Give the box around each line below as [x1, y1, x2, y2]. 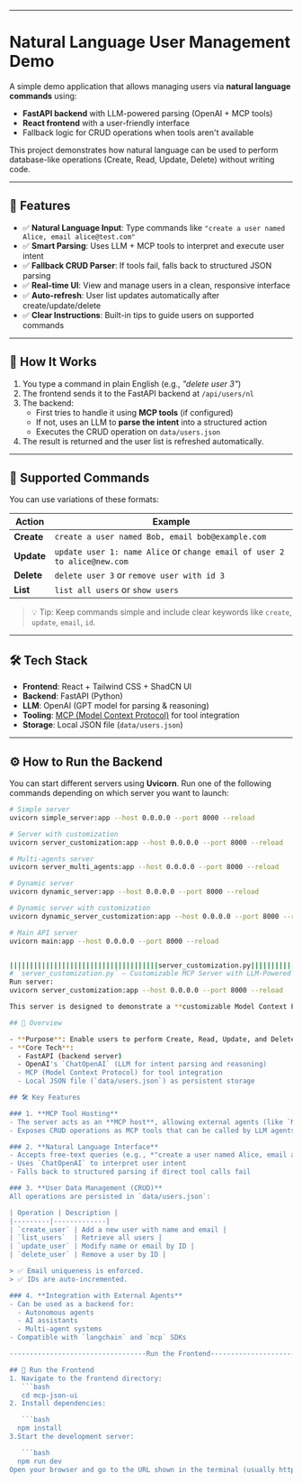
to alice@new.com [54, 556, 129, 567]
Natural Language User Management [9, 32, 290, 52]
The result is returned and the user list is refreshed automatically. [22, 435, 264, 446]
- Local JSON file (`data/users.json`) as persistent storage [17, 1076, 255, 1086]
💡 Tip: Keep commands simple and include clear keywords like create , [31, 607, 292, 618]
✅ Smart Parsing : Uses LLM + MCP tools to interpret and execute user [22, 240, 285, 251]
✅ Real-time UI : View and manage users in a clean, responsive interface [22, 279, 290, 290]
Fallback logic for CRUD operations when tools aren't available [22, 127, 254, 138]
